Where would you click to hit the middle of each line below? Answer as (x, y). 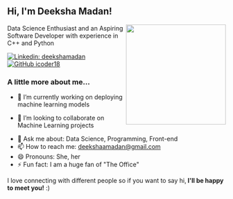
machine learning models (53, 104)
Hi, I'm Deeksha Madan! (60, 11)
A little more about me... (49, 81)
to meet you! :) (29, 188)
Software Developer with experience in (63, 35)
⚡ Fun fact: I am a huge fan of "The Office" (78, 165)
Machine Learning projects (55, 125)
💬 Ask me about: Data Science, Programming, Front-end (97, 139)
